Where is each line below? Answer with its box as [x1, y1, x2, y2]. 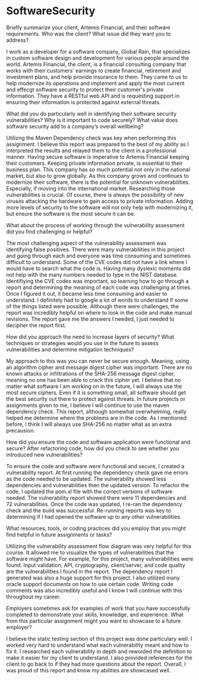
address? [6, 36, 29, 43]
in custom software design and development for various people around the [6, 54, 189, 61]
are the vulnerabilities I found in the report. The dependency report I [6, 568, 173, 575]
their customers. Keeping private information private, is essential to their [6, 159, 183, 167]
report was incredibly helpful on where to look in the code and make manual [6, 309, 192, 316]
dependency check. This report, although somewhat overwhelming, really [6, 408, 187, 415]
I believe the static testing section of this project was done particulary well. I [6, 635, 192, 642]
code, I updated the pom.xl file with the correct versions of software [6, 488, 173, 495]
